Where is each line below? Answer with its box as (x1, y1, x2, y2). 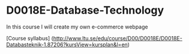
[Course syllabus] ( (6, 34, 54, 42)
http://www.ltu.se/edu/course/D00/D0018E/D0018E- (53, 34, 183, 42)
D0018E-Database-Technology (6, 4, 164, 17)
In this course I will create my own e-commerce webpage (6, 23, 148, 30)
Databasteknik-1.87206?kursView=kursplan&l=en (6, 41, 128, 48)
